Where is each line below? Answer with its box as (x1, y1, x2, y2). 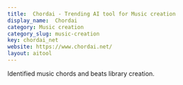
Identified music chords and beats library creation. (7, 69, 155, 78)
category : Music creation (7, 23, 84, 30)
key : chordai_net (7, 37, 59, 44)
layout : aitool (7, 50, 52, 57)
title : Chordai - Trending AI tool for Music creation (7, 10, 176, 18)
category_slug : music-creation (7, 30, 100, 38)
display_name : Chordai (7, 17, 78, 24)
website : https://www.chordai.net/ (7, 43, 113, 50)
